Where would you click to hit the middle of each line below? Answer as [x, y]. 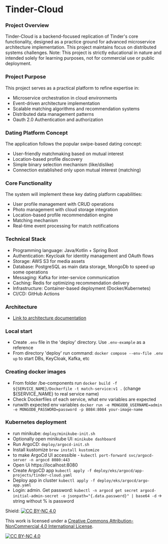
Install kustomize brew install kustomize [56, 450]
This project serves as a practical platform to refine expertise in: [72, 88]
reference [23, 348]
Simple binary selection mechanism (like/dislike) [63, 165]
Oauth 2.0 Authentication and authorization [58, 119]
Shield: [12, 511]
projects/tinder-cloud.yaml [42, 475]
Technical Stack [25, 239]
